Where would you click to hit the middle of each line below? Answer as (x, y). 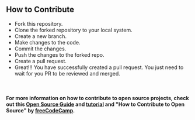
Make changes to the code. (47, 42)
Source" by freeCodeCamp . (40, 111)
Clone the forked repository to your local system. (73, 30)
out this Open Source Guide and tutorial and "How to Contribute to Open (95, 104)
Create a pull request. (41, 61)
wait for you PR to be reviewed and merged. (67, 73)
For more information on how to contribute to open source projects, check (97, 98)
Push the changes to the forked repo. (59, 54)
